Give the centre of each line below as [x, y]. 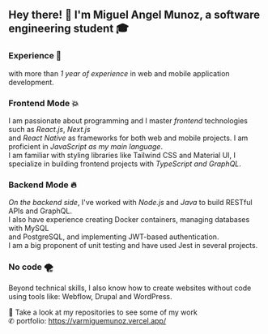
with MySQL [29, 229]
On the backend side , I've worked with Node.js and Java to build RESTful [130, 203]
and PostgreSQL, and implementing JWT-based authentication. [114, 237]
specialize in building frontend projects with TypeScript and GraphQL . [125, 164]
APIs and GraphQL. [40, 211]
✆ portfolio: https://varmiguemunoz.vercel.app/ [87, 320]
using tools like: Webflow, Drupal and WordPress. [90, 296]
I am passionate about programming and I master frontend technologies [128, 120]
